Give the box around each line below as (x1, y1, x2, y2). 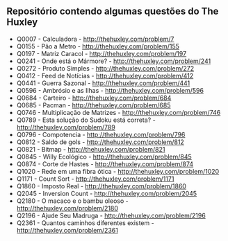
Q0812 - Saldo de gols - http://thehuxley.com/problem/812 (16, 138, 185, 146)
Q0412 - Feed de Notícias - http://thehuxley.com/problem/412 (16, 71, 194, 80)
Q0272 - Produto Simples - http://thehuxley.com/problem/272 (16, 64, 195, 72)
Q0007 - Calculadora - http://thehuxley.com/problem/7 (16, 35, 174, 43)
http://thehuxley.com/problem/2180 (16, 204, 119, 212)
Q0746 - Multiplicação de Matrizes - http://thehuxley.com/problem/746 (16, 108, 221, 116)
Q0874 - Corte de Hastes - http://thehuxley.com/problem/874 (16, 159, 194, 168)
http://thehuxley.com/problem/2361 (16, 226, 119, 234)
